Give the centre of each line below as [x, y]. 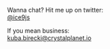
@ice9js [19, 17]
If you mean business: [38, 31]
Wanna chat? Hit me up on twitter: [55, 10]
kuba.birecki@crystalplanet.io [49, 38]
